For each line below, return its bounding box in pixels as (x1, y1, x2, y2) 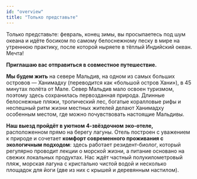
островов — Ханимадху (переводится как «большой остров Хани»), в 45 (6, 78, 192, 86)
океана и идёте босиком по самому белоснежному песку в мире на (6, 37, 180, 44)
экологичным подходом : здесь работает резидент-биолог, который (6, 141, 181, 148)
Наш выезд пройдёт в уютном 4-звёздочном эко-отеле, (6, 122, 154, 129)
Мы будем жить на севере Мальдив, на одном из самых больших (6, 73, 175, 80)
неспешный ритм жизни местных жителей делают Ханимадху (6, 104, 164, 111)
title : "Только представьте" (6, 14, 78, 20)
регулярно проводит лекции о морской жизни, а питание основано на (6, 147, 185, 155)
